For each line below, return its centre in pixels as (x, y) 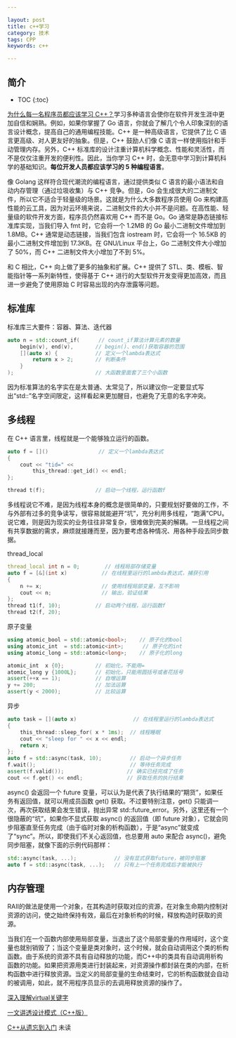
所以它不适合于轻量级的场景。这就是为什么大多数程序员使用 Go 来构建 (121, 199)
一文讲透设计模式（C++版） (47, 1013)
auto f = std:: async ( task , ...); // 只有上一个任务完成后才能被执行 (105, 865)
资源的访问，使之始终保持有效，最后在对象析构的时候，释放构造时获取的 (112, 915)
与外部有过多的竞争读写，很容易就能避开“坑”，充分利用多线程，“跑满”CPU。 (118, 514)
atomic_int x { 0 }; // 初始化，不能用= (76, 665)
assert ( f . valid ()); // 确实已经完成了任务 (96, 772)
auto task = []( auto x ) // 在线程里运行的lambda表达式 (111, 719)
